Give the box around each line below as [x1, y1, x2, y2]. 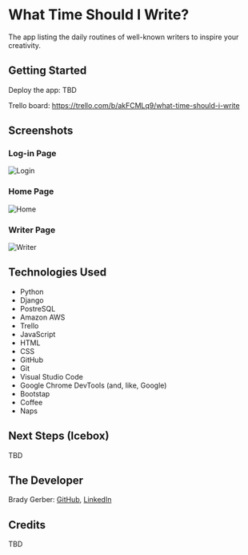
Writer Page [8, 224, 56, 235]
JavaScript [19, 329, 56, 339]
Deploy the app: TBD [8, 85, 78, 95]
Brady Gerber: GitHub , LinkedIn [8, 495, 112, 505]
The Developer [8, 474, 84, 488]
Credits [8, 518, 46, 532]
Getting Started [8, 64, 87, 78]
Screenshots [8, 124, 74, 138]
